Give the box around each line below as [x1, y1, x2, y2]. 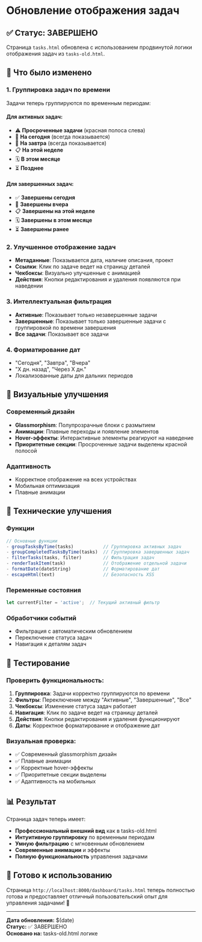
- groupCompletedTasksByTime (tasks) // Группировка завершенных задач [6, 549, 189, 556]
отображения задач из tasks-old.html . [6, 50, 105, 57]
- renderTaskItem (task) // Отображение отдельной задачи [6, 560, 187, 566]
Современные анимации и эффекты [14, 847, 110, 854]
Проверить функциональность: [6, 676, 104, 684]
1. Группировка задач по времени [6, 86, 111, 94]
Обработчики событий [6, 614, 77, 622]
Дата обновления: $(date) [6, 916, 75, 924]
